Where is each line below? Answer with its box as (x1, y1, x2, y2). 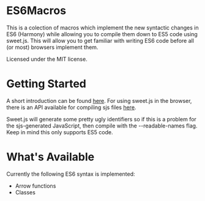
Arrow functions (15, 182, 56, 189)
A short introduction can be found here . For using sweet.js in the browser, (6, 97, 192, 104)
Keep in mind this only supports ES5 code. (6, 128, 113, 135)
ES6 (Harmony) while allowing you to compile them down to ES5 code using (6, 30, 198, 37)
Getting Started (6, 77, 87, 91)
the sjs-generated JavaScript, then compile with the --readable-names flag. (6, 122, 198, 129)
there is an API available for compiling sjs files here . (6, 104, 136, 111)
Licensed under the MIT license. (6, 55, 88, 63)
